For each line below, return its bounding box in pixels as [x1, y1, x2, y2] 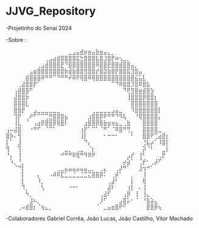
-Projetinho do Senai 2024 [5, 24, 72, 32]
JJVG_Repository [5, 4, 96, 18]
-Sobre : [5, 36, 27, 43]
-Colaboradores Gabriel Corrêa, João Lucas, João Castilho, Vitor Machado [5, 215, 193, 222]
